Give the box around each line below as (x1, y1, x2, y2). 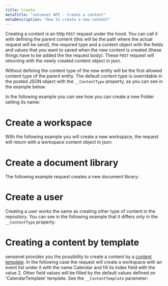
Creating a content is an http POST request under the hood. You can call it (5, 31, 158, 37)
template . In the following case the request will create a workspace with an (5, 259, 162, 265)
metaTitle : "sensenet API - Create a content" (5, 12, 106, 17)
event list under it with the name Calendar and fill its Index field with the (5, 265, 155, 271)
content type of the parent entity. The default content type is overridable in (5, 73, 162, 79)
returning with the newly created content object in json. (5, 58, 121, 64)
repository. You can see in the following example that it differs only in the (5, 214, 158, 220)
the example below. (5, 84, 46, 90)
